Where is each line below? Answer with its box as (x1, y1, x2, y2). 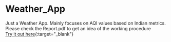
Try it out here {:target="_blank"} (5, 31, 74, 37)
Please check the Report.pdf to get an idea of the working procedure (5, 25, 151, 31)
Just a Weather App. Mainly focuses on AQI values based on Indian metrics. (5, 20, 166, 26)
